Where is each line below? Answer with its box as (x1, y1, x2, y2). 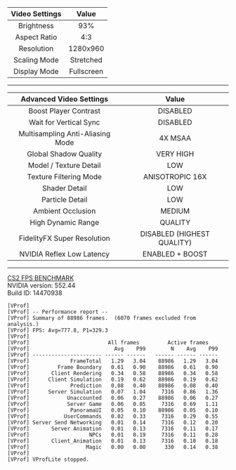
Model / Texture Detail (27, 161, 101, 170)
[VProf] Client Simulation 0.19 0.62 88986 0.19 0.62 (7, 376, 218, 383)
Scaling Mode (13, 56, 59, 65)
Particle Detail (41, 195, 88, 204)
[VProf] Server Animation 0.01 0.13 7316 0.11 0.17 (7, 425, 218, 432)
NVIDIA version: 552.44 (7, 281, 76, 289)
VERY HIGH (156, 149, 195, 159)
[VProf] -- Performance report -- (7, 308, 109, 315)
